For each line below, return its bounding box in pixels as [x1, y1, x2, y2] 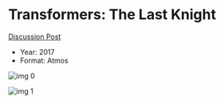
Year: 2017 [19, 47, 55, 56]
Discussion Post [8, 32, 61, 41]
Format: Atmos [19, 56, 69, 65]
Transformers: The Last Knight [8, 6, 217, 24]
